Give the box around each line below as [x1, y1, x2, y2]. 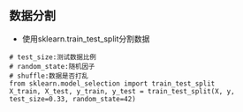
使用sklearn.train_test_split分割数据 [21, 34, 150, 44]
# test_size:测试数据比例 [9, 52, 97, 62]
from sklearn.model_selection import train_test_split [9, 78, 216, 88]
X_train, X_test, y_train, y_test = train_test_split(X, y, [9, 86, 236, 95]
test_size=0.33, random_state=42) [9, 94, 137, 103]
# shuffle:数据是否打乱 [9, 71, 88, 80]
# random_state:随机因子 [9, 62, 95, 71]
